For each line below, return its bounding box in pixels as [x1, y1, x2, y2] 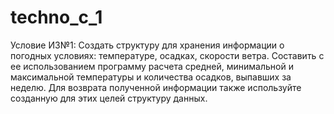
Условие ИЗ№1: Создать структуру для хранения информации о [10, 39, 285, 51]
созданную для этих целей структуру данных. [10, 92, 208, 104]
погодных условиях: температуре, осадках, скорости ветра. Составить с [10, 49, 325, 61]
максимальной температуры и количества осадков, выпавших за [10, 71, 292, 83]
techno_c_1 [10, 6, 103, 29]
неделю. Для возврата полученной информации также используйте [10, 81, 302, 93]
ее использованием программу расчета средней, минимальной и [10, 60, 294, 72]
